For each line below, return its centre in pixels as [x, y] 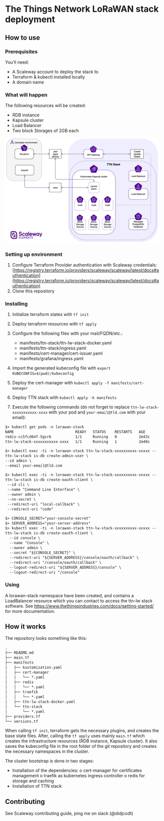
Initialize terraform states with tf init [50, 315]
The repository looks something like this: [46, 638]
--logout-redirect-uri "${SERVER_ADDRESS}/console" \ [65, 568]
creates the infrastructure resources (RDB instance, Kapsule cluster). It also [81, 741]
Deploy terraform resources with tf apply [54, 324]
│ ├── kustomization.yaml [34, 668]
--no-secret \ [22, 500]
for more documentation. [30, 611]
